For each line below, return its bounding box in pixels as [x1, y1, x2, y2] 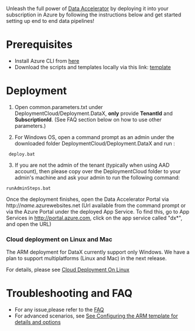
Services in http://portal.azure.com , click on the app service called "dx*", [6, 214, 183, 221]
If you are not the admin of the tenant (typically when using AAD [14, 161, 170, 168]
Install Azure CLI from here [14, 57, 80, 64]
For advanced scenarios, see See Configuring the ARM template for [14, 312, 179, 319]
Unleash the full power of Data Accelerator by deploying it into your [6, 5, 169, 12]
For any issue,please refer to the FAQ [14, 306, 104, 313]
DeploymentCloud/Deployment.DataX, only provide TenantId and [14, 110, 173, 117]
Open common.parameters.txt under [14, 103, 104, 110]
